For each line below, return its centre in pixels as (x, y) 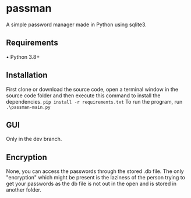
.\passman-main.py (28, 107)
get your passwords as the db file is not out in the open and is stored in (91, 184)
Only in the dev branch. (34, 139)
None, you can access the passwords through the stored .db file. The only (95, 171)
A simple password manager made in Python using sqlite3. (76, 24)
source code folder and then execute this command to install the (84, 96)
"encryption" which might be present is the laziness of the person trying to (95, 178)
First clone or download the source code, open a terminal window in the (92, 89)
